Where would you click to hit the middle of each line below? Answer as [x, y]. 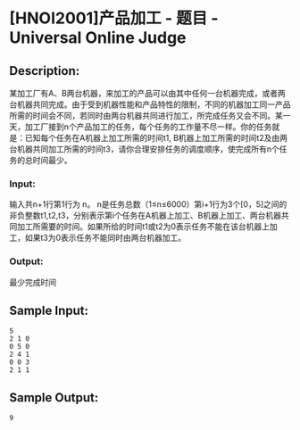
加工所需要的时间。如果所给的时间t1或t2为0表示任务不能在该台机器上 [143, 227]
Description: [45, 71]
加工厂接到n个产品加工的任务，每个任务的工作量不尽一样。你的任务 [148, 127]
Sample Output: [54, 397]
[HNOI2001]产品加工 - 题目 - [114, 18]
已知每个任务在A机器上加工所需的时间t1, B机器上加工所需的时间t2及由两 [156, 138]
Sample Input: [49, 310]
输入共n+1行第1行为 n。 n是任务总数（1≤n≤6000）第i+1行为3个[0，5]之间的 [148, 204]
